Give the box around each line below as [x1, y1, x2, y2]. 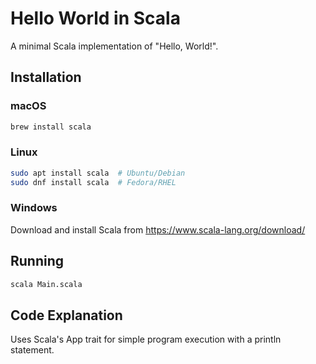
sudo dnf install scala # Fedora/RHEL [10, 177, 177, 187]
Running [10, 253, 65, 270]
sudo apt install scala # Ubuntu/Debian [10, 168, 186, 178]
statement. [10, 344, 55, 356]
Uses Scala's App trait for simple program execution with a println [10, 333, 282, 346]
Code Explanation [10, 307, 123, 324]
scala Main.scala [10, 279, 83, 289]
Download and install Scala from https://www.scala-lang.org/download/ [10, 223, 306, 236]
